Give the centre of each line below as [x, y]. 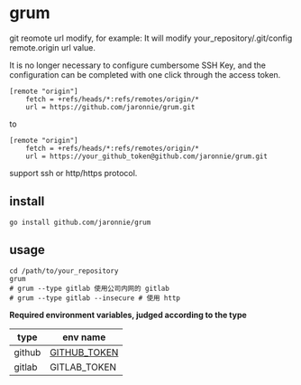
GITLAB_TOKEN [83, 367]
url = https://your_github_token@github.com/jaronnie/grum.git [147, 156]
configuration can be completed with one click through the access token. [145, 74]
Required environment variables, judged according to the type [128, 315]
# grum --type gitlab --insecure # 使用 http [95, 298]
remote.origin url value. [53, 47]
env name [84, 337]
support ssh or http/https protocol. [73, 173]
